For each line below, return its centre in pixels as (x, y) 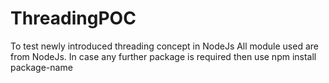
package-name (41, 67)
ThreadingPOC (73, 18)
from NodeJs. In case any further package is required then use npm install (163, 56)
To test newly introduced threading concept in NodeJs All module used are (164, 46)
